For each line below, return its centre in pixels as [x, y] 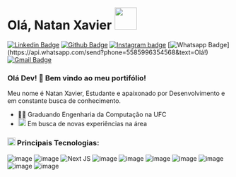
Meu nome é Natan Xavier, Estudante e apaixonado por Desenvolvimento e [116, 93]
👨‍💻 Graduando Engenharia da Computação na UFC [92, 115]
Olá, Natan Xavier [60, 25]
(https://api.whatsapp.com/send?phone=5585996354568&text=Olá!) [108, 52]
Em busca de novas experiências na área [87, 124]
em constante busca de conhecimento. [64, 101]
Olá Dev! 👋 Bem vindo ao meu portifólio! [77, 78]
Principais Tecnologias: [58, 143]
